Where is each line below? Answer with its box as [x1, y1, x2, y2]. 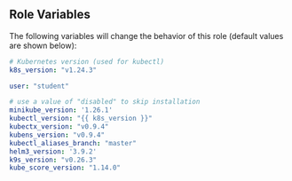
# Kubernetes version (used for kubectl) [9, 57, 165, 66]
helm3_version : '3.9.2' [9, 146, 98, 156]
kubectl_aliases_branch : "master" [9, 138, 138, 147]
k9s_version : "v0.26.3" [9, 155, 98, 164]
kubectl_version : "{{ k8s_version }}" [9, 114, 153, 123]
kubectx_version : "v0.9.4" [9, 122, 109, 131]
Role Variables [9, 7, 91, 22]
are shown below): [9, 40, 77, 51]
